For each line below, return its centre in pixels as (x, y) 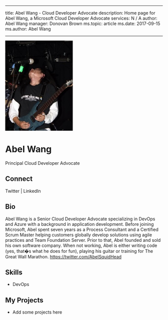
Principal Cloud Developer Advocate (42, 163)
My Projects (24, 300)
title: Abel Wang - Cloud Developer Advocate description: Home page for (80, 13)
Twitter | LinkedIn (23, 191)
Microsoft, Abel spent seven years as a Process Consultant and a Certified (82, 229)
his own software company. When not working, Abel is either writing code (81, 245)
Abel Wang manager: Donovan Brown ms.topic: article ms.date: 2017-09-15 (83, 24)
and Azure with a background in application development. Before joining (79, 224)
